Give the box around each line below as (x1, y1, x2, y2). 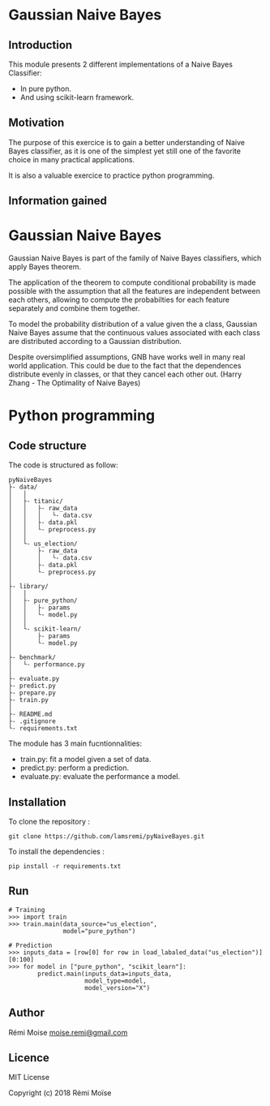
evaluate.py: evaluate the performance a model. (19, 772, 181, 781)
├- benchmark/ (8, 653, 57, 662)
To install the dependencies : (8, 846, 105, 856)
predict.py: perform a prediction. (19, 763, 130, 772)
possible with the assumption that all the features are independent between (8, 286, 261, 296)
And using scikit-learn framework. (19, 93, 135, 102)
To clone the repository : (8, 816, 91, 826)
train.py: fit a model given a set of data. (19, 755, 152, 764)
